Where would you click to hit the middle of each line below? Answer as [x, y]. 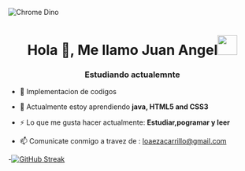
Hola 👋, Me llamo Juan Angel [122, 50]
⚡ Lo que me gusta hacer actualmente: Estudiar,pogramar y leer [125, 122]
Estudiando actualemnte [132, 75]
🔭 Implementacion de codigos [68, 92]
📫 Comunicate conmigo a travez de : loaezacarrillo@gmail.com [123, 141]
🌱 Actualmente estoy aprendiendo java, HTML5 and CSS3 [114, 107]
